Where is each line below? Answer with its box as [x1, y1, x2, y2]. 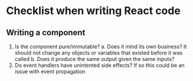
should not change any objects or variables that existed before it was [14, 49, 183, 56]
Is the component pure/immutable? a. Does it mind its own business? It [14, 43, 187, 50]
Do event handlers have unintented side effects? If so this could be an [14, 62, 185, 69]
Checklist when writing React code [6, 4, 181, 18]
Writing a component [6, 28, 86, 38]
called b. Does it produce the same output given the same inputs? [14, 56, 175, 62]
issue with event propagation [14, 68, 86, 75]
